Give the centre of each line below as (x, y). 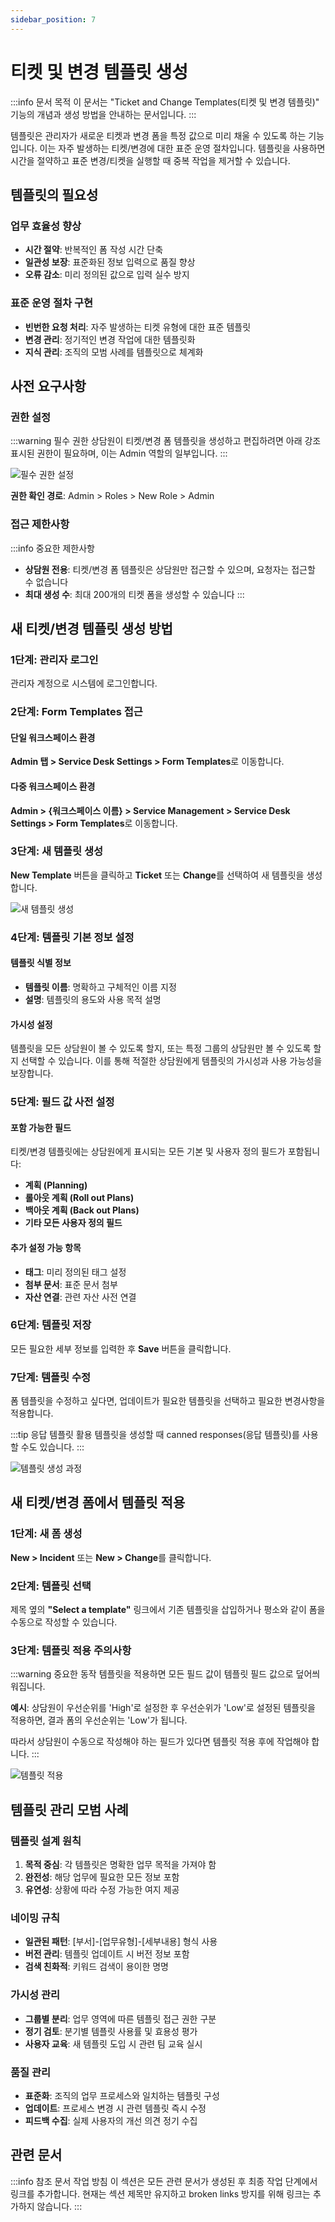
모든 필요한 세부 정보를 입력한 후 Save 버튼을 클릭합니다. (121, 1348)
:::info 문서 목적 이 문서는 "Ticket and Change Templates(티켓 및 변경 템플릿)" (165, 102)
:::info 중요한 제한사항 (52, 548)
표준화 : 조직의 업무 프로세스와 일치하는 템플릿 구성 (122, 2095)
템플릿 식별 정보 (41, 963)
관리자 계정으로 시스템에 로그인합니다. (84, 683)
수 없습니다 (46, 582)
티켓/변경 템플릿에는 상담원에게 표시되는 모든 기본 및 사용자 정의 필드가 (148, 1152)
